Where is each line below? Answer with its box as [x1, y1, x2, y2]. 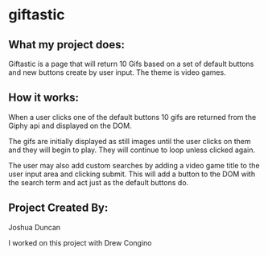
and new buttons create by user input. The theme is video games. [8, 68, 227, 77]
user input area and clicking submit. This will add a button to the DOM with [8, 169, 256, 179]
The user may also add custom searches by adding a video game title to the [8, 160, 260, 170]
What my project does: [8, 38, 125, 52]
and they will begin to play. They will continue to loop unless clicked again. [8, 145, 256, 155]
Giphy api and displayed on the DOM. [8, 121, 132, 130]
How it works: [8, 91, 79, 105]
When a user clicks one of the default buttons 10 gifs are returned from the [8, 112, 257, 122]
